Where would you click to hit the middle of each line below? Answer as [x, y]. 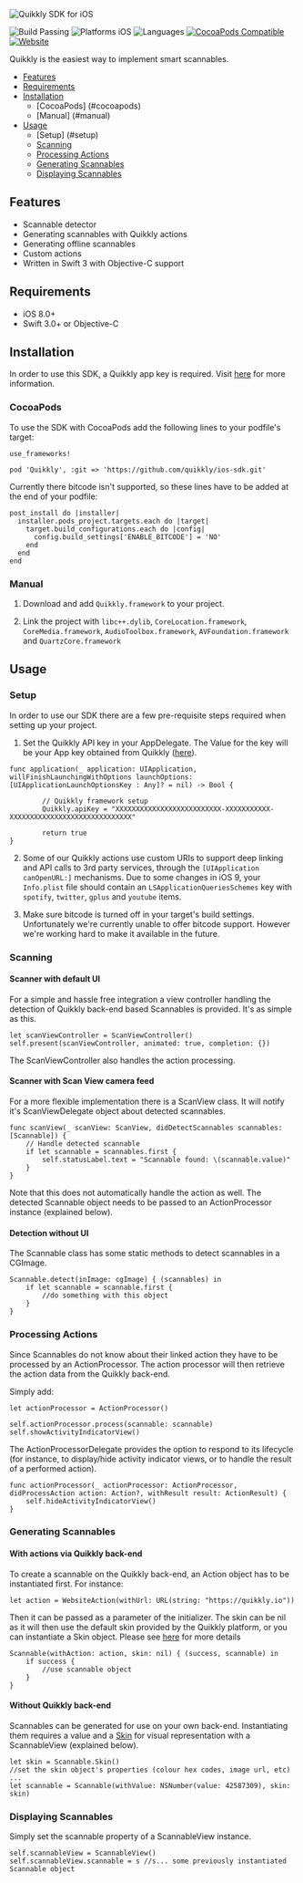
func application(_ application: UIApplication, [103, 769]
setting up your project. [53, 724]
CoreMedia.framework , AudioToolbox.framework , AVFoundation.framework [156, 631]
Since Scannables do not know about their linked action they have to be [144, 1354]
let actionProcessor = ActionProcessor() [89, 1408]
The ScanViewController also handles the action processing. [122, 1060]
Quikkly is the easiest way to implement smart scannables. [119, 59]
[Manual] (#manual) [73, 115]
